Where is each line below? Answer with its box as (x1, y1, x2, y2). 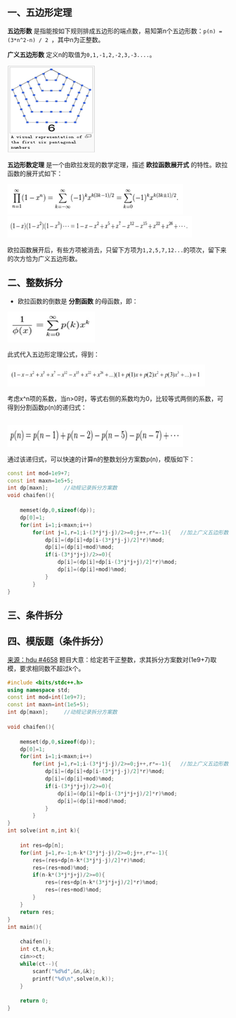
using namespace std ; (7, 687, 71, 694)
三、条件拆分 (7, 609, 63, 621)
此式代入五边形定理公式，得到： (7, 350, 100, 358)
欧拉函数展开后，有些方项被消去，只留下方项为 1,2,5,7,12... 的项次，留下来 (7, 245, 227, 254)
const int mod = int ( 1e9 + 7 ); (7, 694, 86, 701)
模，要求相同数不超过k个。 (7, 664, 85, 673)
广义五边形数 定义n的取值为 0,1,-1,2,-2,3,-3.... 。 (7, 50, 156, 58)
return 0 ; (20, 998, 49, 1005)
